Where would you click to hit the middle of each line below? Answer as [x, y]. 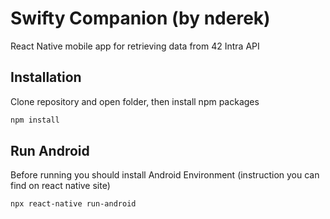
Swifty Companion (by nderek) [140, 18]
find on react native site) [60, 186]
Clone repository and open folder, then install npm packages [135, 101]
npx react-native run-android [73, 204]
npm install [35, 120]
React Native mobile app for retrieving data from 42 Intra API [135, 46]
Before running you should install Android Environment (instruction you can [165, 175]
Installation [46, 77]
